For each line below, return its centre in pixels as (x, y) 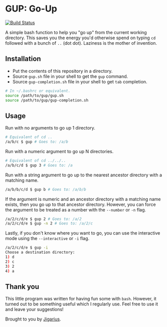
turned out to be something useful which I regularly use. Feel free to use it (82, 304)
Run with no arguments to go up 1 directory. (50, 128)
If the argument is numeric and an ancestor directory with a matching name (83, 199)
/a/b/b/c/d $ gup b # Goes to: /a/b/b (46, 189)
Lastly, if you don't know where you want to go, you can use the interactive (83, 233)
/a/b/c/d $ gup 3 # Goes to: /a (39, 165)
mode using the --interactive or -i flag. (47, 239)
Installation (23, 59)
